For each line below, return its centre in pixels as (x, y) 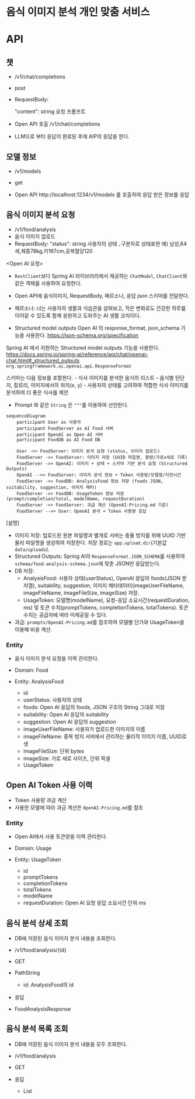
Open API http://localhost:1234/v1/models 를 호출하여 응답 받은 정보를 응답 (102, 195)
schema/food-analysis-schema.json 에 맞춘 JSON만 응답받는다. (87, 563)
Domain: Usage (33, 848)
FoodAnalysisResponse (43, 1009)
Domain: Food (31, 670)
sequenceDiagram (26, 416)
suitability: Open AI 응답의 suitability (66, 714)
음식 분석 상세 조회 (37, 923)
